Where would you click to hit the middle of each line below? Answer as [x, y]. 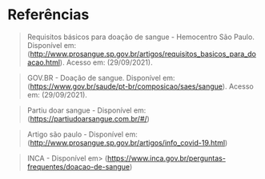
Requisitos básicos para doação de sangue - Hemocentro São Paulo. [141, 37]
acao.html [44, 62]
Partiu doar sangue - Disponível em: [86, 110]
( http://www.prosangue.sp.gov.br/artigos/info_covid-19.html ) [127, 142]
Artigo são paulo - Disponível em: [82, 134]
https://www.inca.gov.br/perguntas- [166, 158]
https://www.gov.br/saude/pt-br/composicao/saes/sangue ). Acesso [142, 86]
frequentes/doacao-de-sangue [78, 166]
